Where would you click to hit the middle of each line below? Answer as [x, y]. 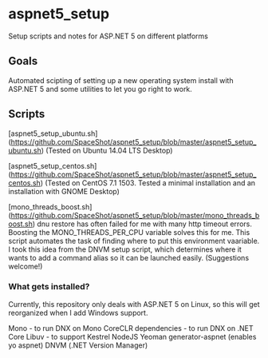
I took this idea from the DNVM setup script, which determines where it [125, 249]
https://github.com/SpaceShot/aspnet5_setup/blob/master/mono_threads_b [135, 215]
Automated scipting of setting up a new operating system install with [121, 80]
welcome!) [26, 266]
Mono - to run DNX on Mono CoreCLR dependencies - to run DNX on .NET [131, 328]
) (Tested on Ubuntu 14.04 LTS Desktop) [107, 150]
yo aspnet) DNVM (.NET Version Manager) [78, 345]
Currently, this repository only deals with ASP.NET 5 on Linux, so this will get [134, 304]
